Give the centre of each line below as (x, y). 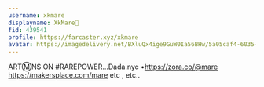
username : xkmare (37, 15)
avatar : (21, 45)
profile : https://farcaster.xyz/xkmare (73, 37)
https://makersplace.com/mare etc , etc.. (74, 75)
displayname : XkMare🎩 (44, 23)
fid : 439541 (27, 30)
